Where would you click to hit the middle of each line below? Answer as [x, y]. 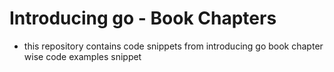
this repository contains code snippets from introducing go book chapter [173, 46]
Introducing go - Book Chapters [143, 18]
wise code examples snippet [82, 56]
